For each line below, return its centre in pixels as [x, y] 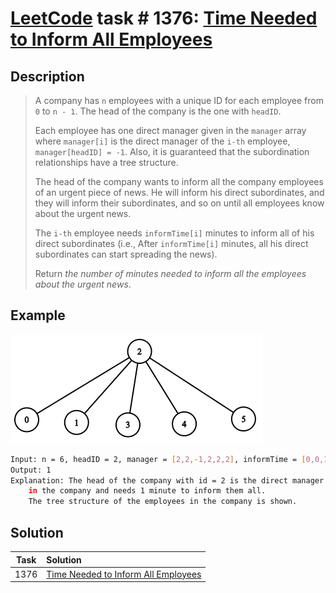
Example [38, 315]
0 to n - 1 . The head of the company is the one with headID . [158, 111]
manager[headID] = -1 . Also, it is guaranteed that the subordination [172, 151]
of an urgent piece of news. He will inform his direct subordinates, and [179, 192]
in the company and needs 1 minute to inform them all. [147, 491]
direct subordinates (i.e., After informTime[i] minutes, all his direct [171, 243]
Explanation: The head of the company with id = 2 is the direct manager [167, 480]
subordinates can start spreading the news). [126, 254]
